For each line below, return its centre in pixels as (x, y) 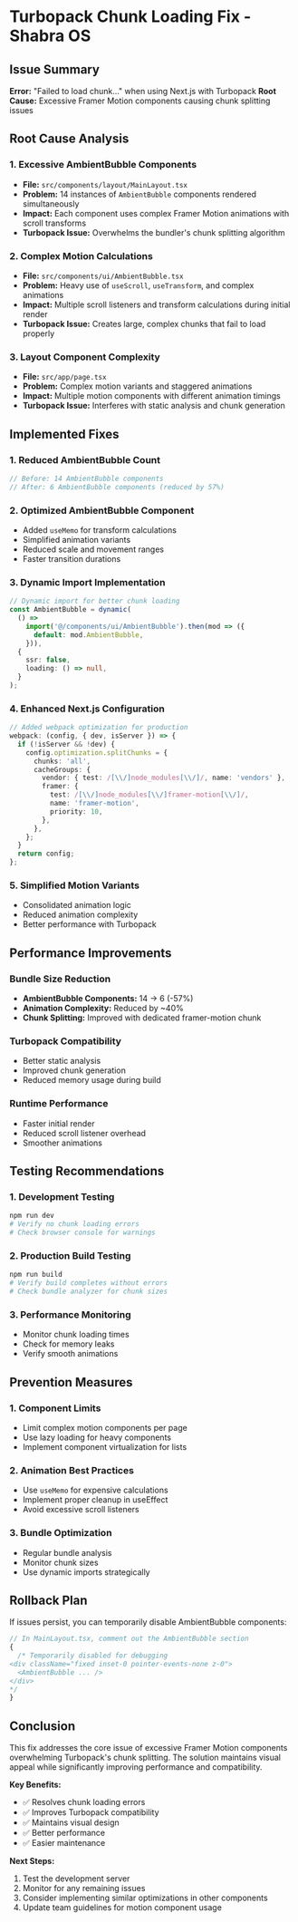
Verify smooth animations (70, 1354)
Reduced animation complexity (80, 915)
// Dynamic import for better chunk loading (95, 601)
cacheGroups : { (62, 769)
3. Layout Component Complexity (85, 357)
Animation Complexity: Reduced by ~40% (103, 1009)
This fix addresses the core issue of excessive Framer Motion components (149, 1748)
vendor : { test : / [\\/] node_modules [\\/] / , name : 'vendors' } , (163, 778)
